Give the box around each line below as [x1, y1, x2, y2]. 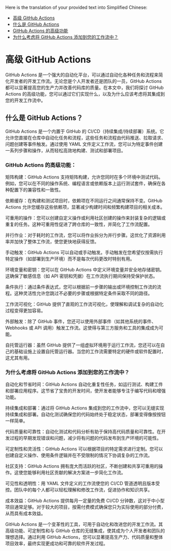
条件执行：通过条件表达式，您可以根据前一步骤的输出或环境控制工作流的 [5, 284, 157, 290]
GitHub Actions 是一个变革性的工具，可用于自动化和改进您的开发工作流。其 [5, 521, 163, 527]
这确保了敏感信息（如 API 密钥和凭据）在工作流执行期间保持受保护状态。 [5, 273, 158, 279]
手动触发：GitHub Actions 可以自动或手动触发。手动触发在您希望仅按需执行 [5, 249, 163, 256]
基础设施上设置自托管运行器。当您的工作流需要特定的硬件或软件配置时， [14, 349, 166, 355]
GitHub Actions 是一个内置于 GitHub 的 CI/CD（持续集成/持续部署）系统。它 [5, 128, 164, 134]
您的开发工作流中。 [5, 97, 46, 103]
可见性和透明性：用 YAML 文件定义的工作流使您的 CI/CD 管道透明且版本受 [5, 480, 160, 487]
